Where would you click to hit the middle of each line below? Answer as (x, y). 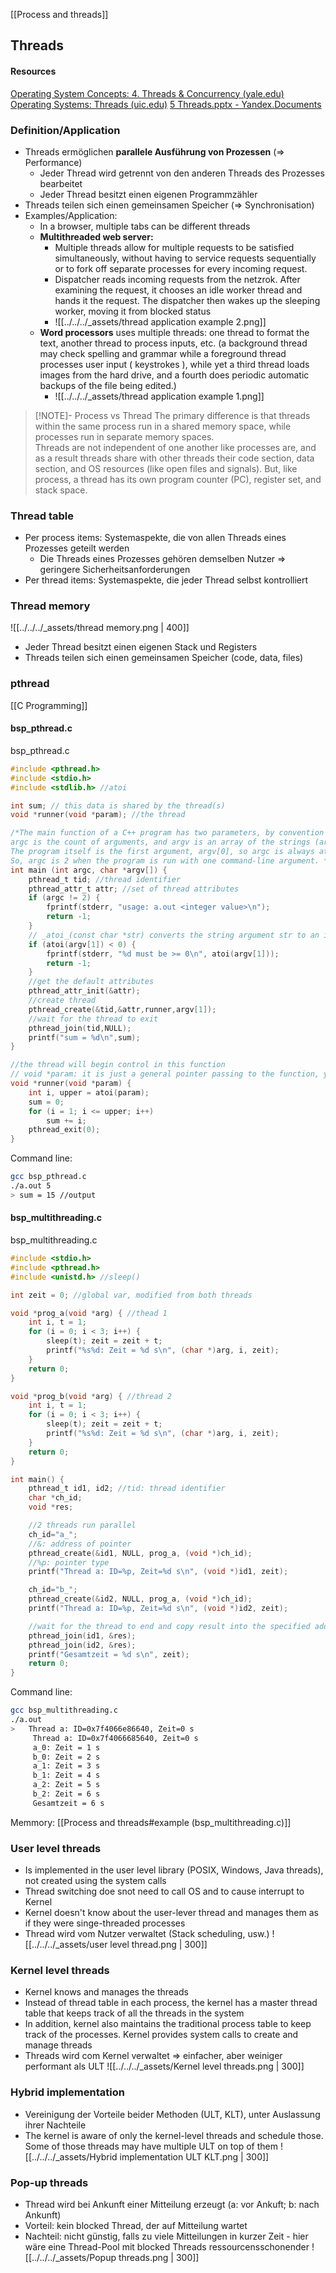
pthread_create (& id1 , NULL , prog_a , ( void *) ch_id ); (140, 1553)
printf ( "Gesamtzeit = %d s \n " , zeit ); (109, 1654)
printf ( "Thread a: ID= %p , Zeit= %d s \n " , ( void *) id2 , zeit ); (158, 1609)
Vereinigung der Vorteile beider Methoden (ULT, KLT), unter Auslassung (172, 2114)
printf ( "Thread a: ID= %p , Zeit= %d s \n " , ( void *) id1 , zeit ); (158, 1572)
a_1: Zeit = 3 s (66, 1766)
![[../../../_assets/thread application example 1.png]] (159, 396)
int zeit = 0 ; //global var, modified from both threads (131, 1295)
